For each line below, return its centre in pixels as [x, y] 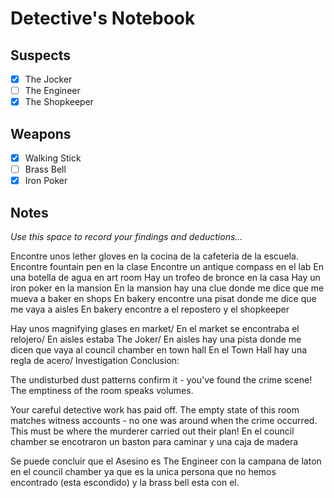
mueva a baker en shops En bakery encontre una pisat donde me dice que [163, 298]
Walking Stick [53, 158]
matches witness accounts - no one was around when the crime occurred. [164, 420]
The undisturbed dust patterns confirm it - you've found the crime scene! [161, 380]
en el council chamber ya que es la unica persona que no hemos [143, 471]
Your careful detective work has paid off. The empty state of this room [155, 410]
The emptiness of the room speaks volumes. [102, 390]
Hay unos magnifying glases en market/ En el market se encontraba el [155, 328]
